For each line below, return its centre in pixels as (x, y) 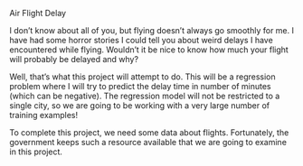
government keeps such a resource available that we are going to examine (148, 142)
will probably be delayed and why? (74, 59)
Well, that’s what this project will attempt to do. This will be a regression (142, 77)
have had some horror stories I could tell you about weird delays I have (141, 40)
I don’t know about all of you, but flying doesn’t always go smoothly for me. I (151, 30)
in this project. (36, 152)
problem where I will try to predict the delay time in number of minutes (140, 86)
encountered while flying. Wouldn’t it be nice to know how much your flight (149, 50)
